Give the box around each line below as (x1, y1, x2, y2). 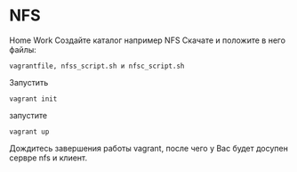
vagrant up (9, 127, 50, 136)
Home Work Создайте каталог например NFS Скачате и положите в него (9, 35, 286, 45)
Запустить (9, 77, 49, 87)
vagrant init (9, 94, 58, 103)
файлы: (9, 44, 37, 54)
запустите (9, 110, 47, 120)
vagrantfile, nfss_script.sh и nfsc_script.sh (9, 61, 185, 70)
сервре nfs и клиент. (9, 152, 87, 163)
